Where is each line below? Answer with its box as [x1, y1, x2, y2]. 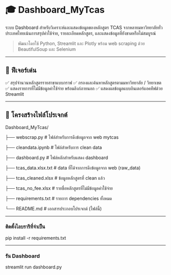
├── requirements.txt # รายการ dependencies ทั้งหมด [5, 195, 112, 202]
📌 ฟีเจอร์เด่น [5, 66, 37, 74]
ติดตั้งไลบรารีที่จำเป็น [5, 223, 45, 230]
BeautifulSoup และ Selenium [17, 46, 76, 52]
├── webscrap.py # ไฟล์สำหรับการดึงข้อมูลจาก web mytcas [5, 134, 119, 140]
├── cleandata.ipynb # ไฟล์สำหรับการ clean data [5, 144, 102, 151]
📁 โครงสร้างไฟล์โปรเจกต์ [5, 111, 68, 119]
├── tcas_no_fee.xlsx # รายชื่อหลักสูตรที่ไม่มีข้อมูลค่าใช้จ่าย [5, 185, 113, 191]
